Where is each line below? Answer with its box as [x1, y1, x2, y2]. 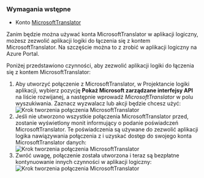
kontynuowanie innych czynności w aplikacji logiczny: [15, 158, 152, 166]
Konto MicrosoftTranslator [15, 19, 81, 26]
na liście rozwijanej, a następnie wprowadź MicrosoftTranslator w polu [15, 94, 194, 101]
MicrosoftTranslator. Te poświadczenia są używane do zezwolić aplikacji [15, 126, 198, 133]
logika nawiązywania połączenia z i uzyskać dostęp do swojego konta [15, 132, 192, 139]
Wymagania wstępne [6, 5, 71, 13]
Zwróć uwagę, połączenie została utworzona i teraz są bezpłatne [15, 152, 179, 159]
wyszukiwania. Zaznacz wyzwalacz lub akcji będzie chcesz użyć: [15, 100, 181, 107]
